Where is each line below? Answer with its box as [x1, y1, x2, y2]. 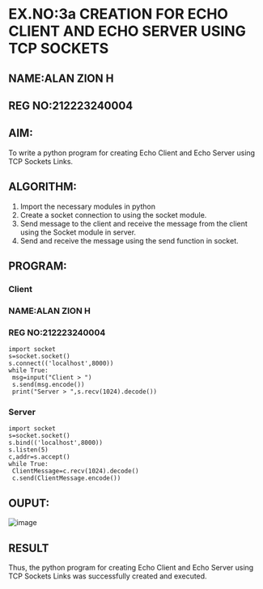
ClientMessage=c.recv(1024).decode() [11, 467, 139, 476]
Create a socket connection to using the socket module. [19, 210, 207, 219]
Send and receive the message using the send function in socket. [19, 235, 239, 245]
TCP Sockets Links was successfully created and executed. [8, 571, 208, 581]
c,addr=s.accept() [8, 453, 70, 461]
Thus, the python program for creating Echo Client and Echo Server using [8, 563, 254, 573]
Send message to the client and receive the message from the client [19, 218, 248, 228]
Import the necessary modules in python [19, 201, 156, 211]
